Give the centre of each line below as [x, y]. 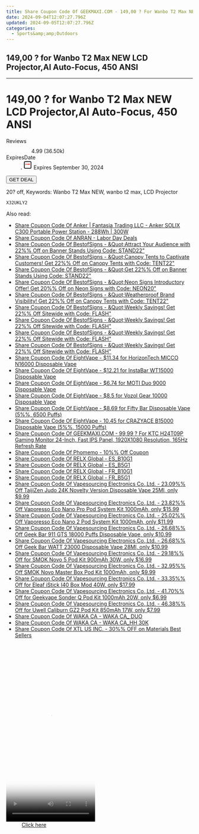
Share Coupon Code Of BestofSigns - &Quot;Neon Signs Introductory [99, 282]
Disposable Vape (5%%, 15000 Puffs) [60, 427]
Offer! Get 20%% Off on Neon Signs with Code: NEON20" [86, 288]
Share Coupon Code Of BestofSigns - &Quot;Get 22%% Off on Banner [101, 269]
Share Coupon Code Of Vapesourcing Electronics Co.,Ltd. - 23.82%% [100, 503]
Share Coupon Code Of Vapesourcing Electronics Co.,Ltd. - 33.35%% [100, 578]
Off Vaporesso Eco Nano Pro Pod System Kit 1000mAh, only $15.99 [97, 509]
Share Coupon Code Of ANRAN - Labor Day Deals [76, 237]
